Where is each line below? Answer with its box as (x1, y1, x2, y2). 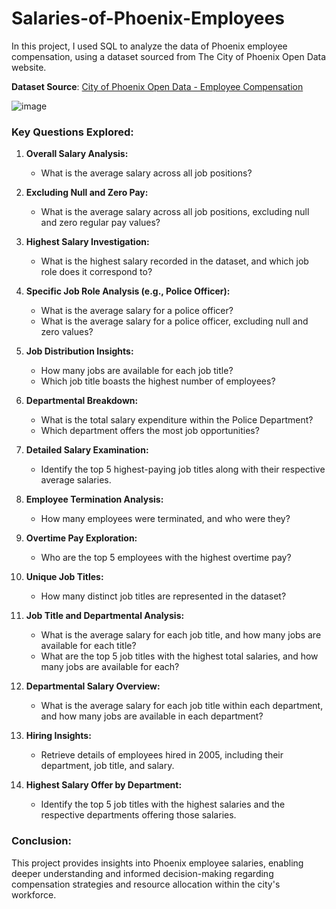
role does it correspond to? (40, 266, 153, 278)
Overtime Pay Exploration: (25, 532, 138, 544)
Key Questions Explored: (11, 125, 134, 139)
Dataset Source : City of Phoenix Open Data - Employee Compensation (11, 80, 304, 92)
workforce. (11, 888, 57, 901)
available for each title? (40, 640, 137, 652)
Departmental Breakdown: (25, 395, 139, 407)
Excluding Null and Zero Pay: (25, 187, 149, 199)
